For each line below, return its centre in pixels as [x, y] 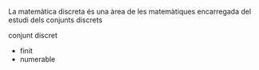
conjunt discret [33, 35]
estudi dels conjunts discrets [55, 20]
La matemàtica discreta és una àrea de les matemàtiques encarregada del [130, 12]
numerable [37, 59]
